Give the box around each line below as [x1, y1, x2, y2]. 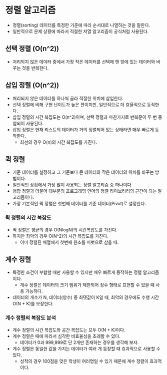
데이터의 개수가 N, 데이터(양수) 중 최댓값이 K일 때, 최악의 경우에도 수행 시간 [12, 294, 159, 300]
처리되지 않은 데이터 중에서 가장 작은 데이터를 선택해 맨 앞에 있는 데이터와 [12, 59, 155, 65]
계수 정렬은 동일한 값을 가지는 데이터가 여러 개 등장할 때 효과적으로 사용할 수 [12, 345, 161, 351]
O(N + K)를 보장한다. [12, 301, 54, 307]
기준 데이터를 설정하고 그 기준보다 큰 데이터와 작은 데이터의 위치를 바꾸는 [12, 169, 154, 175]
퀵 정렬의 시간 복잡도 [5, 214, 51, 221]
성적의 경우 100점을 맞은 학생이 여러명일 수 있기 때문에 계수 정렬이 [19, 358, 149, 364]
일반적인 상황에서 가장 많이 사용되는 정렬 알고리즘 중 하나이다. [12, 182, 133, 188]
